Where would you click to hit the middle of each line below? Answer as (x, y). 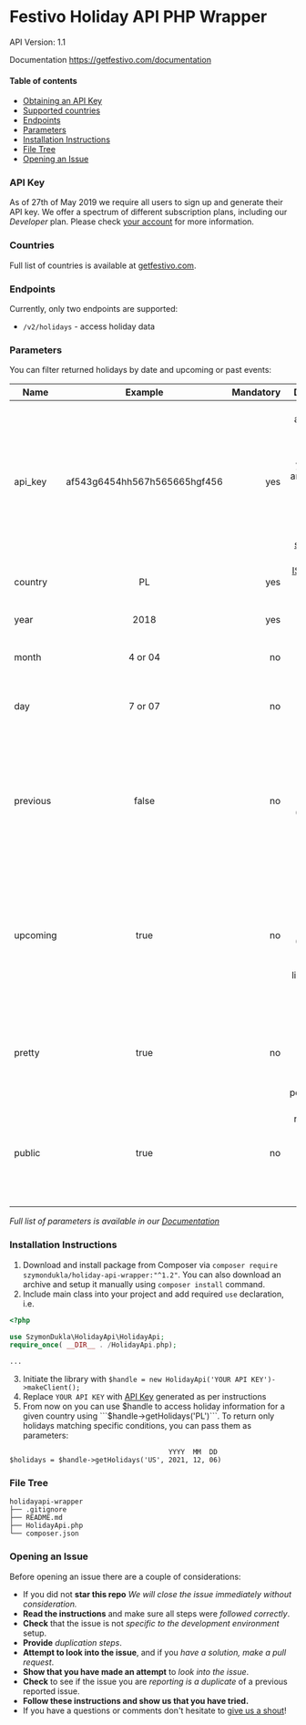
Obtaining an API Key (62, 101)
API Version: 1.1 (38, 42)
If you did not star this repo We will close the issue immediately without (157, 1594)
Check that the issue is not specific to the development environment (151, 1623)
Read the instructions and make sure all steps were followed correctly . (156, 1613)
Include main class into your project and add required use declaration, (153, 1294)
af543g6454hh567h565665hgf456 (144, 482)
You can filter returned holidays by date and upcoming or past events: (140, 370)
